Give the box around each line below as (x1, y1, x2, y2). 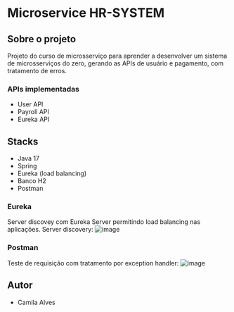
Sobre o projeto (7, 33, 76, 45)
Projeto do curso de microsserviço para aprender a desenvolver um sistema (7, 51, 228, 60)
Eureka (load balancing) (17, 169, 87, 177)
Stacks (7, 135, 39, 147)
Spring (17, 162, 37, 170)
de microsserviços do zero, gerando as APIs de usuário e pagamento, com (7, 59, 223, 68)
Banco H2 (17, 177, 47, 185)
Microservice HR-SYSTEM (7, 5, 165, 21)
